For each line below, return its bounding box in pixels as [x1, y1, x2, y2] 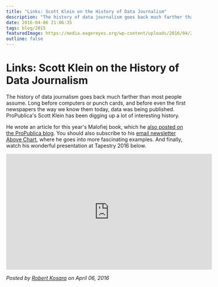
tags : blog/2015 [6, 25, 46, 31]
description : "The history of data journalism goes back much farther [6, 14, 183, 20]
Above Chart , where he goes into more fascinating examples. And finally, [6, 136, 183, 143]
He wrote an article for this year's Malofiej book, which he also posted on [6, 123, 183, 130]
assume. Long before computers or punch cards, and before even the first [6, 99, 186, 106]
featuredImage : [6, 31, 43, 36]
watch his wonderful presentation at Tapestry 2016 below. [6, 142, 147, 149]
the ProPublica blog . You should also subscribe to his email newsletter [6, 129, 176, 136]
